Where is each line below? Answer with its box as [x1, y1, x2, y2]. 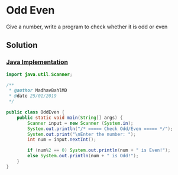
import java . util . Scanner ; [6, 72, 73, 77]
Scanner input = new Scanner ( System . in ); [27, 120, 134, 126]
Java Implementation [6, 58, 68, 66]
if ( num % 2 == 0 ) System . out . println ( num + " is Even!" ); [27, 147, 171, 154]
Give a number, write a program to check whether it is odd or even [6, 23, 168, 30]
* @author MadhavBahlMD [8, 87, 67, 93]
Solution [6, 40, 38, 50]
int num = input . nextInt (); [27, 137, 96, 142]
